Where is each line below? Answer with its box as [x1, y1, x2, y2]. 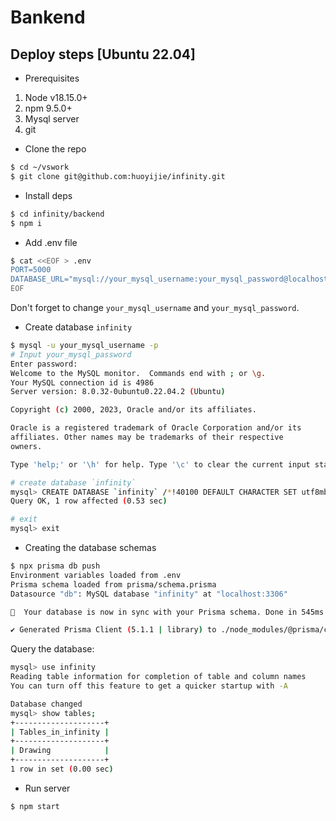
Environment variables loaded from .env [10, 570, 182, 580]
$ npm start [10, 801, 60, 811]
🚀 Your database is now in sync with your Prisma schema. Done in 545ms [10, 607, 325, 617]
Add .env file [24, 236, 78, 248]
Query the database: [10, 643, 95, 655]
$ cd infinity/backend [10, 209, 105, 219]
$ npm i [10, 218, 43, 228]
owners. [10, 441, 43, 451]
